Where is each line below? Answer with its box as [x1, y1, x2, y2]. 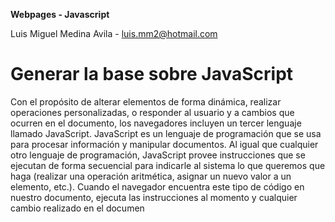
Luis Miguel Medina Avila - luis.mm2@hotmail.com [10, 28, 218, 39]
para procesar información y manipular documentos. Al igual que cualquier [10, 138, 319, 150]
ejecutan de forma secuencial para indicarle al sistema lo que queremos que [10, 159, 326, 171]
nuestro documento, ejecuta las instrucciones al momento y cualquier [10, 191, 298, 203]
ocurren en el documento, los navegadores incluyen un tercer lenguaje [10, 117, 302, 129]
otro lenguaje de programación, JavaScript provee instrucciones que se [10, 149, 306, 161]
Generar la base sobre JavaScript [10, 63, 294, 86]
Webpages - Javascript [10, 9, 110, 20]
